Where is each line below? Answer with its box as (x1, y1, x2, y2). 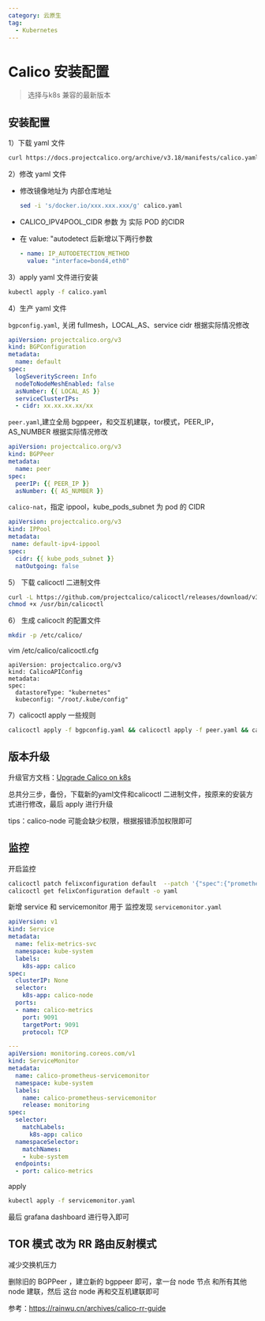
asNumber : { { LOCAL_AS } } (15, 387, 101, 395)
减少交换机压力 (8, 1259, 57, 1269)
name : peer (15, 465, 51, 472)
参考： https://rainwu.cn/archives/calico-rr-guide (8, 1303, 166, 1312)
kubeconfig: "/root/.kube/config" (15, 696, 129, 704)
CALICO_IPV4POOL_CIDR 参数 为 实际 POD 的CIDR (19, 216, 185, 226)
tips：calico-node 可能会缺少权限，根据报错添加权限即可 (8, 815, 192, 826)
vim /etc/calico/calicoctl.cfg (8, 645, 99, 656)
